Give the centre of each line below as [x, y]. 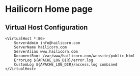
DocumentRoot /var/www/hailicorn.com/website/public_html [74, 56]
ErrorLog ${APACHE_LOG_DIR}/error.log [54, 60]
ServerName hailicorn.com [41, 47]
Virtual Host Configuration [46, 27]
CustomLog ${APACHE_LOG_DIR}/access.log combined [66, 65]
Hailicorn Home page [49, 9]
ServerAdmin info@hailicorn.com [47, 43]
